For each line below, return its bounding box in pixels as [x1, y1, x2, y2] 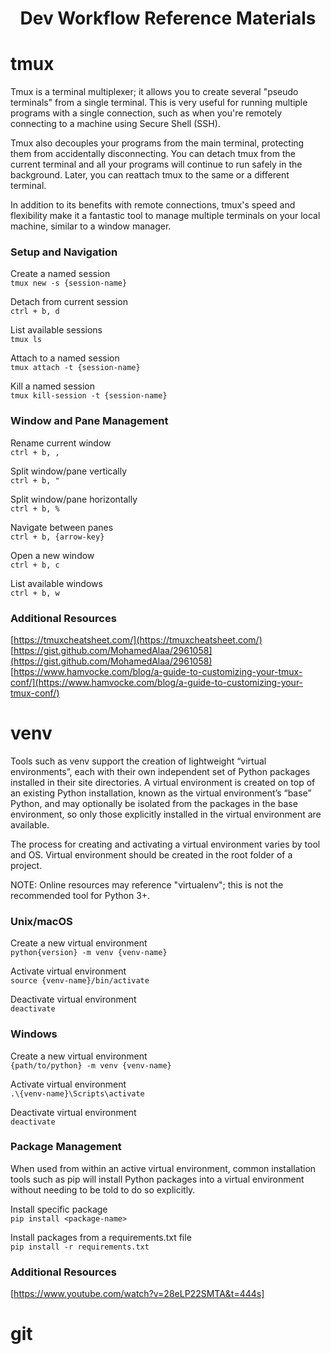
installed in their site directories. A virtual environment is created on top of [10, 776, 316, 788]
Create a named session [10, 268, 111, 280]
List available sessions [10, 324, 103, 336]
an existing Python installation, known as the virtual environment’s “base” [10, 787, 312, 799]
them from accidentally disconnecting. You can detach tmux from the [10, 148, 296, 160]
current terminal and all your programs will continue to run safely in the [10, 158, 303, 171]
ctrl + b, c [10, 560, 60, 570]
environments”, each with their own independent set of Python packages [10, 765, 311, 777]
